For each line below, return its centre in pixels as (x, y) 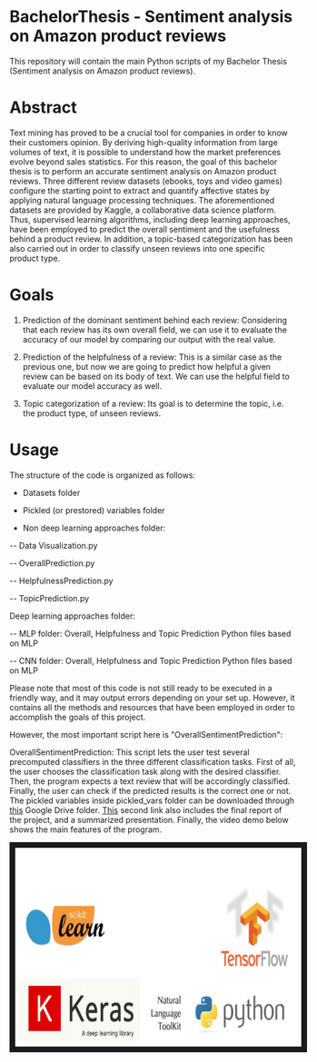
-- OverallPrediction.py (52, 563)
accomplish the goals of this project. (78, 717)
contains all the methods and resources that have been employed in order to (152, 707)
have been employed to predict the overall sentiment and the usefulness (144, 229)
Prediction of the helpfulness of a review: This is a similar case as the (152, 357)
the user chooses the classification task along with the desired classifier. (145, 771)
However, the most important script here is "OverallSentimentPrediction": (146, 734)
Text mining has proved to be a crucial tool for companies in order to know (149, 133)
